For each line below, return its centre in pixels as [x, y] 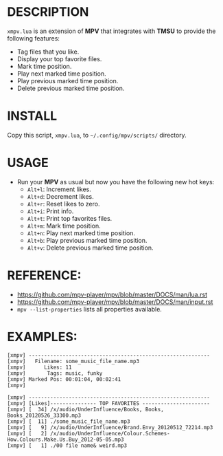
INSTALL [32, 116]
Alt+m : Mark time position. [64, 226]
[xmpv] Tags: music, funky [55, 373]
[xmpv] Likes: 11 [39, 367]
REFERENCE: [44, 275]
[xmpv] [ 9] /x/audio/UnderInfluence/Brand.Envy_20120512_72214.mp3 [110, 427]
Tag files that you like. [48, 52]
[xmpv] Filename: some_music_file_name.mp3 [73, 361]
